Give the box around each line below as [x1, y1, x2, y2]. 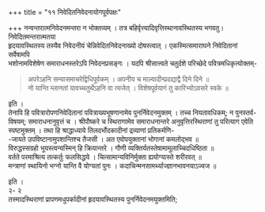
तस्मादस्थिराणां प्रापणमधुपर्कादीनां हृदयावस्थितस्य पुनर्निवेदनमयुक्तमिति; [8, 195, 178, 204]
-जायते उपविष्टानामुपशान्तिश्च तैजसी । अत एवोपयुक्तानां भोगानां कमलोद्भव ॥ [8, 135, 199, 143]
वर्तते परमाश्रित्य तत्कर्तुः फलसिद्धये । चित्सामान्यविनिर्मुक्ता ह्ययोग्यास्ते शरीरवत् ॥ [8, 152, 202, 162]
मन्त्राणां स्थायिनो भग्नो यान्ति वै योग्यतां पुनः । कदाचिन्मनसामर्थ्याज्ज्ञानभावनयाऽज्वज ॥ [8, 162, 217, 170]
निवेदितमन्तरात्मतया [8, 32, 56, 41]
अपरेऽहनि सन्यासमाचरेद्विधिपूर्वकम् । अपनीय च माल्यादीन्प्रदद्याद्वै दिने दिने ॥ [27, 75, 210, 84]
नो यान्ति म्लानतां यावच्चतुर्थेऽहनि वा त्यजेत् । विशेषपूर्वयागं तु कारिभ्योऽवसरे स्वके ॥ [27, 84, 229, 92]
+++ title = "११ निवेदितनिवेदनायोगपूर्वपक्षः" [8, 8, 121, 17]
